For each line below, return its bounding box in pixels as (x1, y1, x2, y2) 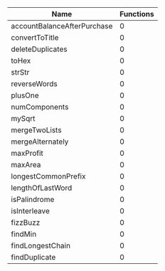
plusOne (11, 90, 39, 100)
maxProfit (11, 149, 44, 158)
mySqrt (11, 114, 36, 123)
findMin (11, 229, 37, 239)
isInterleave (11, 206, 50, 216)
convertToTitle (11, 33, 59, 42)
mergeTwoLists (11, 125, 62, 134)
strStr (11, 68, 30, 77)
